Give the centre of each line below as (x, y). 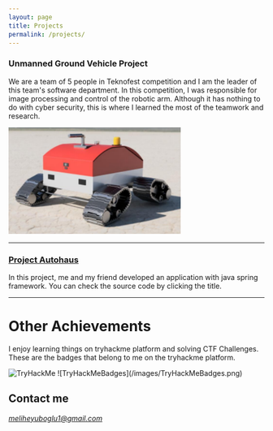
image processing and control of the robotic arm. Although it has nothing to (134, 98)
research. (24, 116)
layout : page (30, 17)
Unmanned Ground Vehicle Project (78, 63)
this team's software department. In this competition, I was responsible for (133, 90)
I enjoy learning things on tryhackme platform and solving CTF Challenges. (134, 348)
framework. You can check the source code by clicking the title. (115, 286)
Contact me (39, 399)
